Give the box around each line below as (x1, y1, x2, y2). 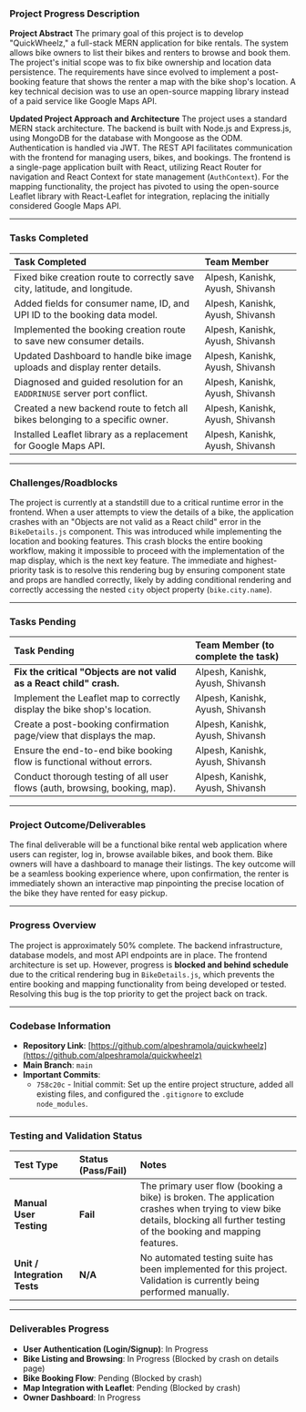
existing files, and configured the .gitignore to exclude (36, 1089, 244, 1100)
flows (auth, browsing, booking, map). (14, 782, 176, 794)
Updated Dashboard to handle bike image (14, 349, 192, 362)
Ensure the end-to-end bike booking (14, 744, 173, 757)
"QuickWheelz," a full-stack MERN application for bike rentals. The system (9, 37, 289, 48)
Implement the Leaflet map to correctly (14, 691, 180, 704)
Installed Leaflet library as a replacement (14, 427, 189, 440)
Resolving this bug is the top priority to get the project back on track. (9, 987, 268, 999)
